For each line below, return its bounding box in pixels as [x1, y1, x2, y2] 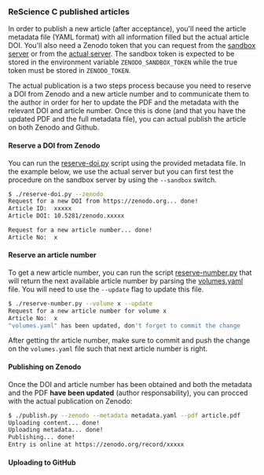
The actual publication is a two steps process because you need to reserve [8, 81, 251, 90]
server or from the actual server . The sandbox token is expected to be [8, 49, 235, 59]
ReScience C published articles [8, 6, 130, 17]
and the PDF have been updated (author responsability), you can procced [8, 388, 248, 397]
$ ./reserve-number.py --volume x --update [8, 299, 153, 308]
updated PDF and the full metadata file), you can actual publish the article [8, 115, 247, 124]
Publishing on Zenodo [8, 362, 82, 371]
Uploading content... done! [8, 418, 101, 426]
